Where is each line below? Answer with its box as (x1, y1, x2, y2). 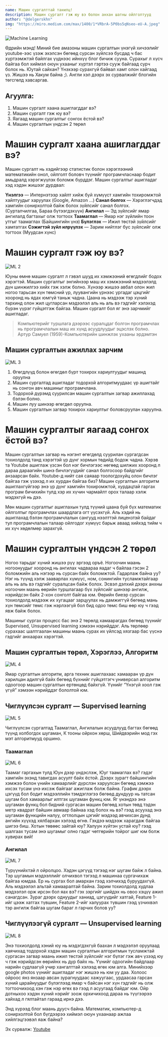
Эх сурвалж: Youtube (5, 1026, 51, 1032)
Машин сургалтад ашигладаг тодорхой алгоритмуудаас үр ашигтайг (12, 380, 159, 386)
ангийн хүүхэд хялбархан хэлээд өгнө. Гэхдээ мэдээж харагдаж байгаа (5, 818, 160, 824)
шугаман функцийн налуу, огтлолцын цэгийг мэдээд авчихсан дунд (5, 812, 150, 818)
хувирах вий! (5, 834, 34, 840)
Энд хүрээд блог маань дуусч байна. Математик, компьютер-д (5, 1005, 141, 1012)
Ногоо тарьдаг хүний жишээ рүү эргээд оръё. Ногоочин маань (5, 559, 141, 565)
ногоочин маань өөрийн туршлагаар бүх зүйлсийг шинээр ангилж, (5, 586, 149, 592)
